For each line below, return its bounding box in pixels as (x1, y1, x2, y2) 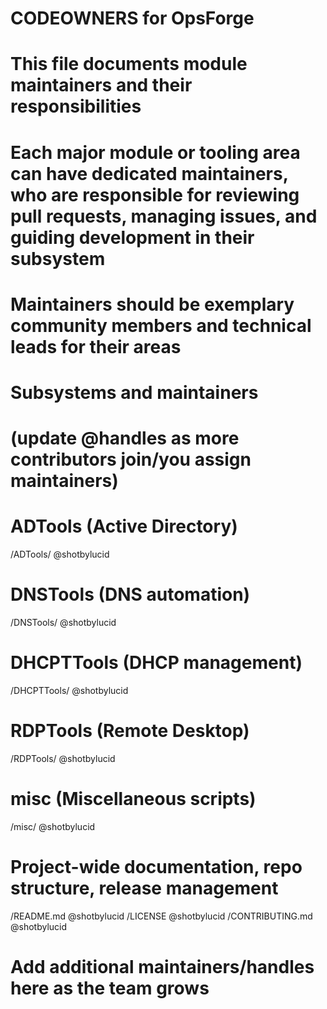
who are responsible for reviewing (10, 183, 300, 206)
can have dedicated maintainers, (10, 162, 289, 185)
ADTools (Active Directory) (10, 515, 238, 538)
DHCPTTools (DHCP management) (10, 652, 303, 674)
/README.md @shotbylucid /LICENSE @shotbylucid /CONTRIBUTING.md (10, 910, 313, 922)
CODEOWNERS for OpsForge (10, 7, 255, 30)
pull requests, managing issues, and (10, 205, 318, 227)
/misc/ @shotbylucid (10, 820, 96, 832)
